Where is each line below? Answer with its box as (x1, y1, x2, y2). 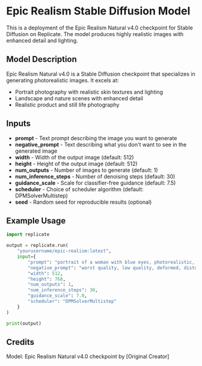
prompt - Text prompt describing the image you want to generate (14, 134, 177, 142)
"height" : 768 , (28, 276, 66, 282)
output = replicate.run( (6, 242, 69, 249)
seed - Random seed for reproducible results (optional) (14, 198, 152, 206)
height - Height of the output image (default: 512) (14, 160, 138, 167)
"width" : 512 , (28, 270, 63, 276)
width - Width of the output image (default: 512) (14, 153, 134, 160)
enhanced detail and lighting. (6, 37, 78, 44)
